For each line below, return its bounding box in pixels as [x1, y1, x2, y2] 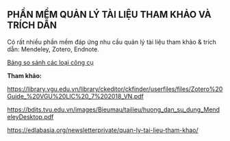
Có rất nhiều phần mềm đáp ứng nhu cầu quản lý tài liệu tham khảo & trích [7, 38, 217, 46]
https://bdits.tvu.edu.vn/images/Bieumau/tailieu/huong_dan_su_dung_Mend [7, 105, 220, 114]
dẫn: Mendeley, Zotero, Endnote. [7, 44, 99, 53]
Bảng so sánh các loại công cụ [7, 58, 94, 66]
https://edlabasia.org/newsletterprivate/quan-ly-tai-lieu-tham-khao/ [7, 126, 199, 134]
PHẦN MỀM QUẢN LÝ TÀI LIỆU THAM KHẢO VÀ [7, 9, 212, 21]
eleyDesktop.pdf [7, 112, 54, 120]
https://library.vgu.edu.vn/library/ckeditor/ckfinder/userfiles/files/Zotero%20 [7, 85, 223, 93]
